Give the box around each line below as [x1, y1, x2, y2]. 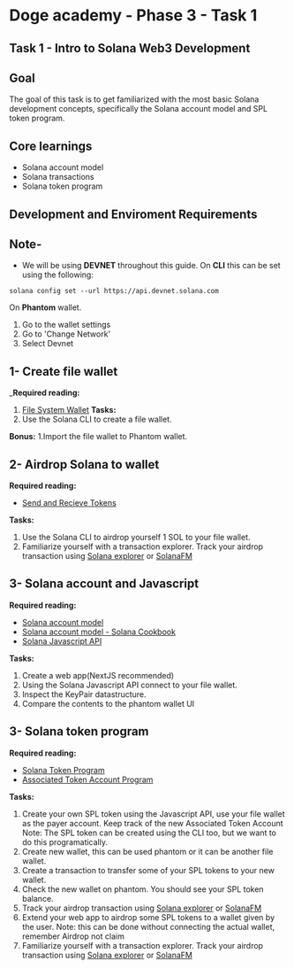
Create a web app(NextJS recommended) [21, 670, 175, 680]
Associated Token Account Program [21, 774, 154, 785]
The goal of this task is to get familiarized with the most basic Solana [9, 94, 260, 105]
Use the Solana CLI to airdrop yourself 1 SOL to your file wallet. [21, 532, 251, 543]
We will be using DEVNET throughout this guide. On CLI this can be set [21, 260, 281, 271]
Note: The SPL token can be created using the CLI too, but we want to [21, 827, 276, 838]
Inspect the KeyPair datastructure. [21, 688, 147, 700]
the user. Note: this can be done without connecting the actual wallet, [21, 921, 275, 932]
